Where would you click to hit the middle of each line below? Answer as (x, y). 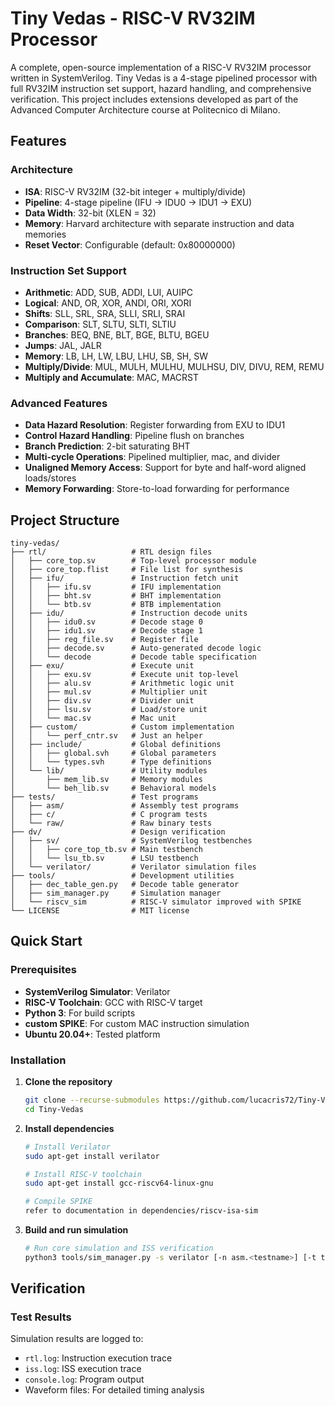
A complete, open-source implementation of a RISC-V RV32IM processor (161, 67)
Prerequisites (43, 970)
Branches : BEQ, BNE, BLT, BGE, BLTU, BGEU (117, 334)
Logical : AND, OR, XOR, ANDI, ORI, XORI (108, 303)
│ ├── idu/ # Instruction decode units (129, 613)
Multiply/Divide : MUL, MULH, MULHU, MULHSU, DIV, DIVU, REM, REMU (174, 366)
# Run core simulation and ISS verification (119, 1248)
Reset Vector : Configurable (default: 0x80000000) (130, 244)
